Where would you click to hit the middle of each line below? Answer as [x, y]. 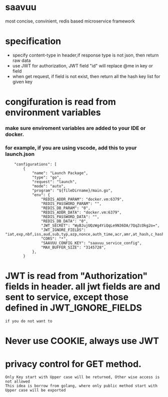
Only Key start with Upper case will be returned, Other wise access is [82, 377]
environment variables [53, 113]
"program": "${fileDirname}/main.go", [72, 191]
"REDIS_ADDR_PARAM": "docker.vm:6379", [82, 199]
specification [33, 41]
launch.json [20, 154]
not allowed [17, 381]
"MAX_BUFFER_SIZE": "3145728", [73, 247]
